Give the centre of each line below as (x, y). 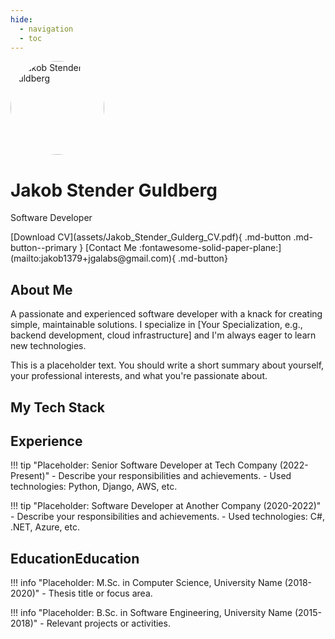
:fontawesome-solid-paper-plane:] (210, 248)
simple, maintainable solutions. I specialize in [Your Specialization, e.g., (156, 325)
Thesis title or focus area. (100, 593)
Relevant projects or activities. (108, 623)
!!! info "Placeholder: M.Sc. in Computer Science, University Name (146, 583)
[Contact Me (111, 248)
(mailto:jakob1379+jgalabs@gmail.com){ (93, 258)
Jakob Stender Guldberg (114, 190)
